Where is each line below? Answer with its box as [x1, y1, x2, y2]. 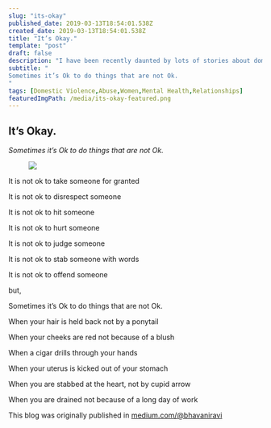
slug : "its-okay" [8, 11, 67, 20]
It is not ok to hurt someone [8, 223, 100, 233]
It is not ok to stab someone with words [8, 255, 140, 264]
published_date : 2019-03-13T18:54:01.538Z [8, 19, 153, 27]
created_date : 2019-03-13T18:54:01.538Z [8, 27, 147, 35]
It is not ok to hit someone [8, 207, 95, 218]
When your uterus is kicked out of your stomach [8, 364, 169, 373]
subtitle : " [8, 64, 48, 73]
